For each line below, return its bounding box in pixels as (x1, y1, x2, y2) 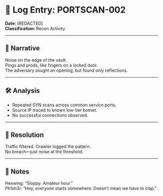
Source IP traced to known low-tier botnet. (12, 107, 98, 113)
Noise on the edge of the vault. (5, 57, 67, 63)
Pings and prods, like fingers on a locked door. (5, 62, 98, 68)
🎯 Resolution (5, 131, 44, 139)
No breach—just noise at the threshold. (5, 149, 83, 155)
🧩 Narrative (5, 44, 40, 52)
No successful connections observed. (12, 112, 88, 118)
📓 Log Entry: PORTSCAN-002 (5, 4, 126, 16)
